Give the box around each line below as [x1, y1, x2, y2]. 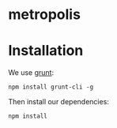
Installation [8, 42, 84, 60]
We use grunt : [8, 68, 54, 77]
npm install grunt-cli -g [8, 83, 93, 92]
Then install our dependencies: [8, 97, 109, 107]
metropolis [8, 6, 81, 24]
